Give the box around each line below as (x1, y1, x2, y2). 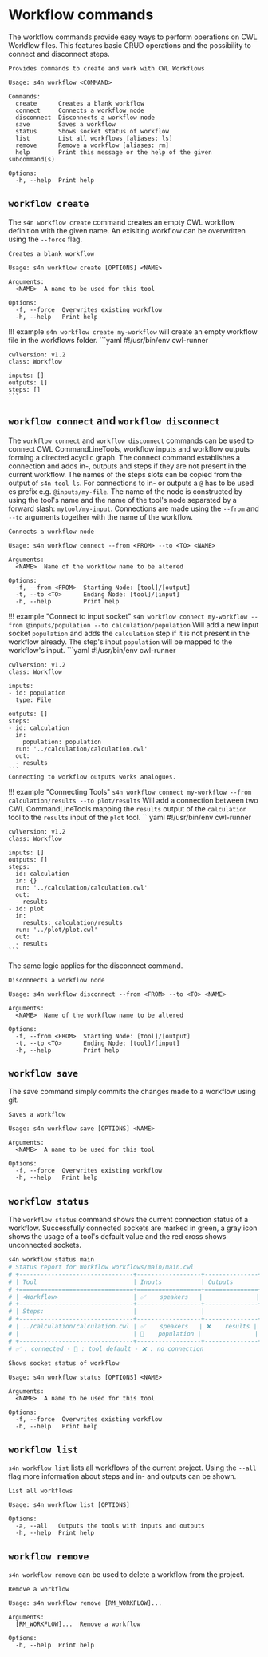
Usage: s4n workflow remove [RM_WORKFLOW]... (8, 1599, 162, 1607)
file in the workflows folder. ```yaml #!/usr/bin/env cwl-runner (8, 335, 209, 345)
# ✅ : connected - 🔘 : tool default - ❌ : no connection (8, 1344, 204, 1352)
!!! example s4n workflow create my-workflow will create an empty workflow (8, 326, 258, 337)
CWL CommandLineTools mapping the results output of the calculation (8, 803, 247, 813)
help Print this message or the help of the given (15, 148, 213, 157)
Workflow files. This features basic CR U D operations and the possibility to (8, 40, 251, 50)
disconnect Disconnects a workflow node (15, 114, 156, 121)
